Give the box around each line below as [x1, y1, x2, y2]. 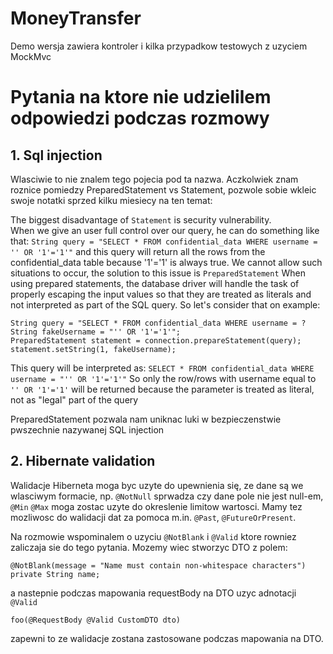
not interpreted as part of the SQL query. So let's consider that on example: [10, 298, 321, 311]
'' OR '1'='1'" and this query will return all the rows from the [10, 245, 266, 257]
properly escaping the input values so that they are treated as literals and [10, 288, 312, 300]
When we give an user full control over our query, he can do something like [10, 224, 320, 236]
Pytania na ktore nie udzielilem [10, 86, 272, 109]
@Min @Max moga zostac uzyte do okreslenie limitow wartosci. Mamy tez [10, 500, 303, 512]
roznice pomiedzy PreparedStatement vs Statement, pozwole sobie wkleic [10, 183, 317, 196]
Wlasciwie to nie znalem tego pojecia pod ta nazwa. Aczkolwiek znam [10, 173, 299, 185]
